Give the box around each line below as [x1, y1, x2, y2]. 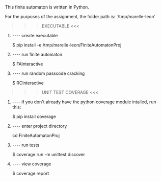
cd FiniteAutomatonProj [12, 133, 60, 138]
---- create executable [12, 33, 58, 38]
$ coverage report [12, 171, 49, 176]
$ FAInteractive [12, 61, 43, 67]
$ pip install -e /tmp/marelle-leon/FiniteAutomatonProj [12, 42, 122, 48]
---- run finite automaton [12, 51, 63, 57]
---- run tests [12, 142, 40, 148]
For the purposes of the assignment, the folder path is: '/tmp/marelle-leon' [5, 14, 156, 19]
